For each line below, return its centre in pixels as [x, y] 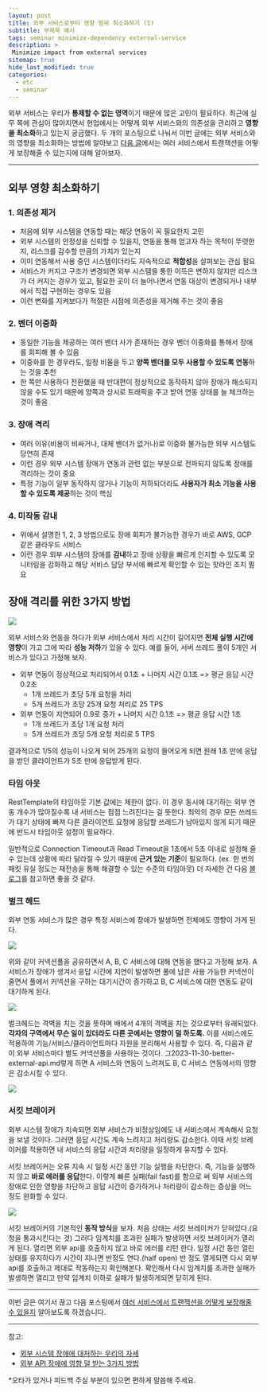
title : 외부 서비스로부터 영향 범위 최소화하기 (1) [81, 23]
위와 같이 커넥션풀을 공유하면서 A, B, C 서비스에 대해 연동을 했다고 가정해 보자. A [133, 962]
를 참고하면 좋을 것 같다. [58, 879]
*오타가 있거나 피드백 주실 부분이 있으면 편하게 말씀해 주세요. [102, 1380]
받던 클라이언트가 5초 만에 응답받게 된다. [79, 760]
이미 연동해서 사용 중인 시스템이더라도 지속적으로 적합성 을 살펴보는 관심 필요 [137, 261]
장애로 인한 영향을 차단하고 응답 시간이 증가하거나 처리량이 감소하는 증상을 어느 [130, 1186]
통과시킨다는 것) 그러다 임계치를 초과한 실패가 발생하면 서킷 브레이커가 [131, 1238]
